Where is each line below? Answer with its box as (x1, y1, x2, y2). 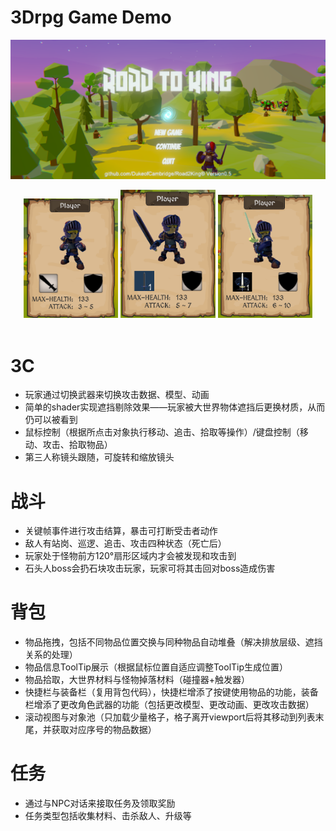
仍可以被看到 (24, 414, 78, 426)
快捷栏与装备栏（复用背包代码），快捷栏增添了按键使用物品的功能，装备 (24, 686, 319, 698)
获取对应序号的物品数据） (51, 724, 157, 736)
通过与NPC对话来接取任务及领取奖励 (24, 797, 176, 810)
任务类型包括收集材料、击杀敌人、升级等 (24, 810, 192, 822)
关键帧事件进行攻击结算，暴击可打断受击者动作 (24, 525, 218, 537)
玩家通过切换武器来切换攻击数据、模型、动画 (24, 389, 210, 401)
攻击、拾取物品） (42, 439, 113, 451)
